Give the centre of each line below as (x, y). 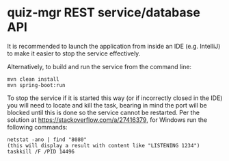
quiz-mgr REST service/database (104, 13)
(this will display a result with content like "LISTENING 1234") (104, 145)
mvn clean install (33, 79)
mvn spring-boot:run (37, 85)
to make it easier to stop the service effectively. (74, 53)
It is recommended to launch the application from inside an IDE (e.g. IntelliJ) (114, 46)
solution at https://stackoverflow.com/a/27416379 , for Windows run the (107, 120)
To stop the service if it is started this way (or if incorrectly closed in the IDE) (115, 98)
